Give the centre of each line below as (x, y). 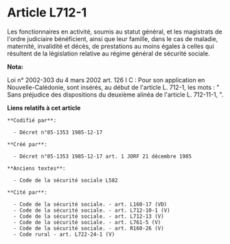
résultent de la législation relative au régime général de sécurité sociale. (109, 53)
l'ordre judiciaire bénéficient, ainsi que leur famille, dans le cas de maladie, (113, 38)
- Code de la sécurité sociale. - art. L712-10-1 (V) (92, 210)
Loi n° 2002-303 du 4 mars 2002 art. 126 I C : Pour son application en (106, 80)
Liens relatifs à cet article (44, 108)
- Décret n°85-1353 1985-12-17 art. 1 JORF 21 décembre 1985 (103, 156)
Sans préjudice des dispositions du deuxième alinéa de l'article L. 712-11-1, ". (115, 95)
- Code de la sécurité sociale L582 (66, 180)
